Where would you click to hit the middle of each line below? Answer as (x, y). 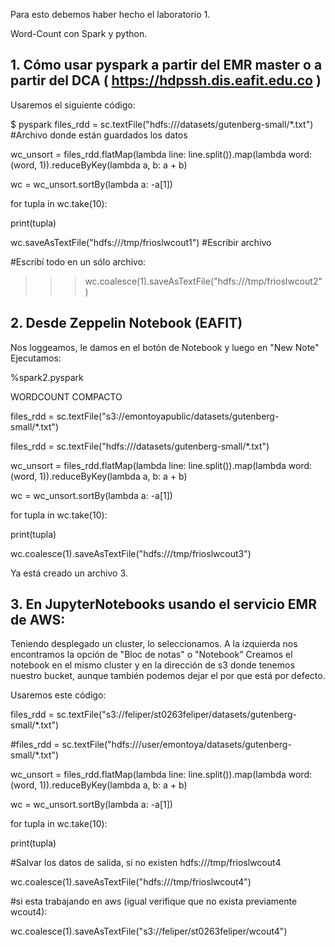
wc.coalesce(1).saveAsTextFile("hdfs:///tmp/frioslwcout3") (131, 553)
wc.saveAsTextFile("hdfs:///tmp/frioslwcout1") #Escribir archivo (141, 242)
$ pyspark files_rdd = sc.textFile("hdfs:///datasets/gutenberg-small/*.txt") (162, 124)
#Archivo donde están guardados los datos (99, 135)
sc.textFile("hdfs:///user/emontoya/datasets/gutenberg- (176, 745)
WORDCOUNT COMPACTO (66, 396)
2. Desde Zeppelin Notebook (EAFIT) (126, 323)
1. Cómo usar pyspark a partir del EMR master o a (166, 65)
